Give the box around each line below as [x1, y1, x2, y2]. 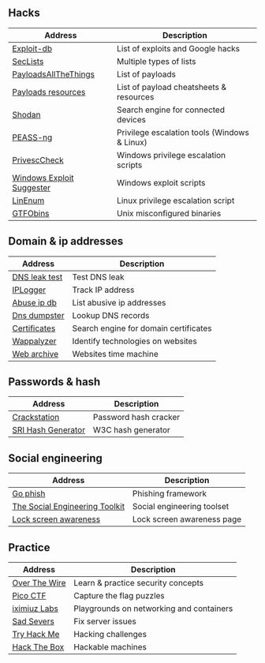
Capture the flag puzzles [73, 590, 166, 601]
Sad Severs [12, 616, 55, 627]
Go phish [12, 489, 46, 500]
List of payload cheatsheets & [117, 81, 227, 92]
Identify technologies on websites [72, 335, 197, 346]
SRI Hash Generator [12, 425, 85, 436]
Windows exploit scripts [117, 177, 206, 188]
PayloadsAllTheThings [12, 69, 95, 80]
